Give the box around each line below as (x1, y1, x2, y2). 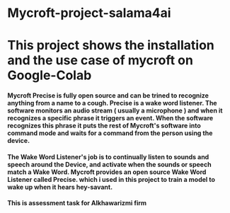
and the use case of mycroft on (7, 52, 193, 69)
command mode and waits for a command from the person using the (7, 129, 213, 137)
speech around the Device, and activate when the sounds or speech (7, 160, 212, 168)
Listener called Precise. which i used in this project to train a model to (7, 175, 216, 183)
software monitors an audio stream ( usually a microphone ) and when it (7, 106, 223, 115)
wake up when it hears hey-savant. (7, 183, 113, 191)
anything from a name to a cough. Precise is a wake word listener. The (7, 98, 217, 107)
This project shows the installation (7, 38, 214, 54)
